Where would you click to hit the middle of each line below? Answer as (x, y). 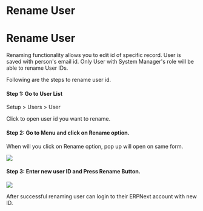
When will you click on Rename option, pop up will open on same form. (95, 146)
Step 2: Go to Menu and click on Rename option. (68, 132)
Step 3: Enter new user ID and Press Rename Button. (73, 172)
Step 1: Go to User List (35, 93)
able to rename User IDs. (37, 68)
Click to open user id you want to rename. (58, 119)
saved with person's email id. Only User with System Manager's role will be (100, 62)
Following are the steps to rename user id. (59, 80)
